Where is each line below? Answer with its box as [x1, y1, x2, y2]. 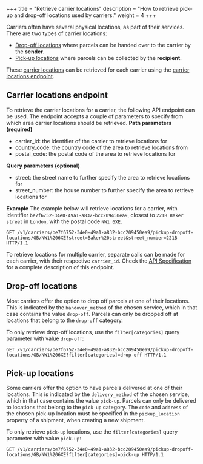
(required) [6, 126, 33, 133]
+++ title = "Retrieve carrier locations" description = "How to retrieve [6, 5, 179, 12]
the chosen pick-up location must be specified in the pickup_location [6, 410, 180, 417]
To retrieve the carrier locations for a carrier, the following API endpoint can [6, 106, 195, 113]
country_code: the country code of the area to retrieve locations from [15, 144, 188, 151]
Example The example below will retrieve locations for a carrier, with [6, 204, 178, 212]
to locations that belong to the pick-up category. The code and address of [6, 403, 188, 411]
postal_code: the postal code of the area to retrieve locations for [15, 150, 176, 157]
